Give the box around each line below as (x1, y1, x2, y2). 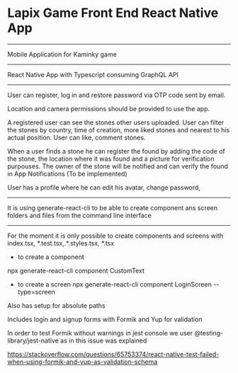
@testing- (194, 328, 224, 337)
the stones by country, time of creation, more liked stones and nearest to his (7, 125, 230, 134)
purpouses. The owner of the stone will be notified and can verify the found (7, 161, 228, 171)
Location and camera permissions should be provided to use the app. (7, 104, 210, 113)
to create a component (17, 253, 85, 261)
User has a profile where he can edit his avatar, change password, (7, 183, 200, 192)
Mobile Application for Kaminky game (7, 50, 117, 58)
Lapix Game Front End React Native (7, 5, 219, 21)
